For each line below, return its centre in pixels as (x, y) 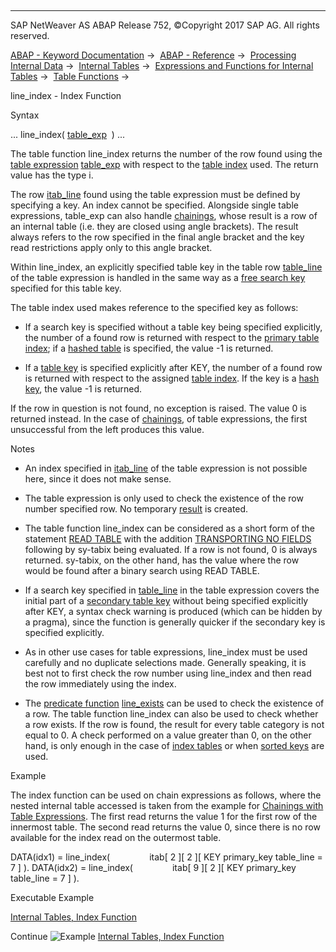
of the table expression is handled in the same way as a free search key (158, 277)
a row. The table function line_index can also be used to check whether (171, 714)
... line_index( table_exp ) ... (68, 134)
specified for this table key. (66, 288)
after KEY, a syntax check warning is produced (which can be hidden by (173, 611)
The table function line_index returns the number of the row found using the (166, 154)
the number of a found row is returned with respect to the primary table (172, 337)
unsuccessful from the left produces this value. (107, 429)
